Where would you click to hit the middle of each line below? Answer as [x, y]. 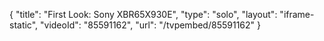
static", [24, 25]
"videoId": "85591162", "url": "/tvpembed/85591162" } [150, 25]
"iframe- [297, 14]
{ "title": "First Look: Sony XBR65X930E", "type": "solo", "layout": [143, 14]
